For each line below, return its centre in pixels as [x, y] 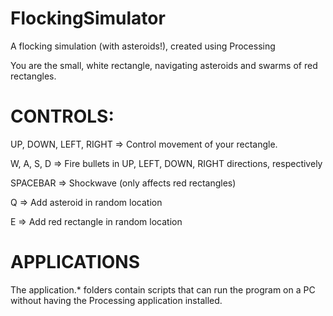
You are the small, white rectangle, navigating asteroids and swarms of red [164, 65]
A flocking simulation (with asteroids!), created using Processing [143, 46]
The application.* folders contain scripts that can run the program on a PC [163, 289]
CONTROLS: [62, 116]
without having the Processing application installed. [116, 300]
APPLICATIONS [75, 262]
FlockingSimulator [88, 18]
